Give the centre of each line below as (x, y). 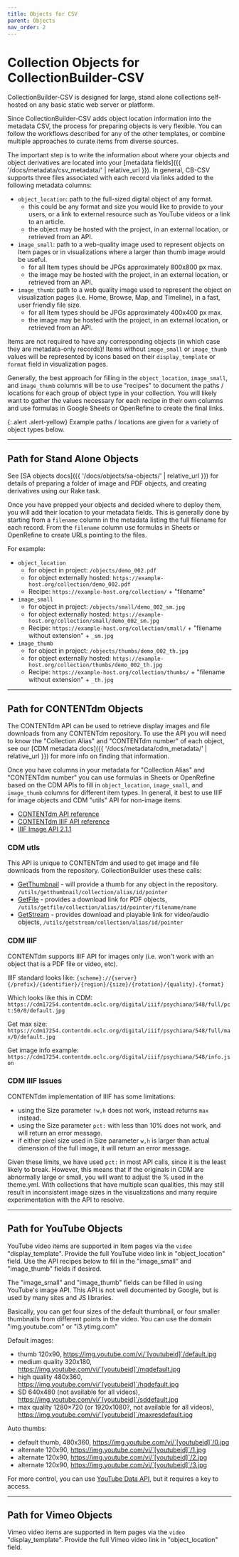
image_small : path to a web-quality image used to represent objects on (121, 245)
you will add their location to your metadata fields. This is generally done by (118, 513)
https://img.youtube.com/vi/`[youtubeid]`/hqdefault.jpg (98, 1384)
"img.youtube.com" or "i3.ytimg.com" (63, 1326)
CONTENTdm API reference (58, 814)
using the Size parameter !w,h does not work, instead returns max (113, 1110)
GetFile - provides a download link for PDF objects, (92, 900)
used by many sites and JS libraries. (60, 1297)
